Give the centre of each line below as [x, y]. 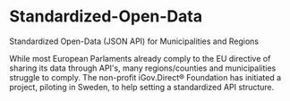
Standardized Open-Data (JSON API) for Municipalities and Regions [134, 41]
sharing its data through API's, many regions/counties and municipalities [143, 68]
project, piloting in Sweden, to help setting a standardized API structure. [142, 87]
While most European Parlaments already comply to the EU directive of [140, 58]
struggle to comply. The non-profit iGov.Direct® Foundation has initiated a [145, 77]
